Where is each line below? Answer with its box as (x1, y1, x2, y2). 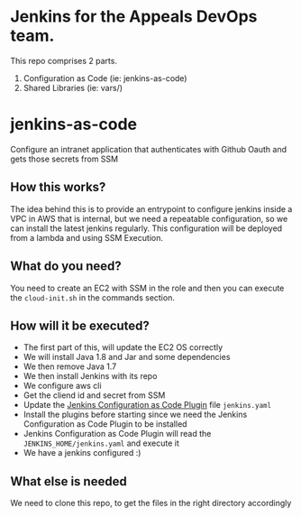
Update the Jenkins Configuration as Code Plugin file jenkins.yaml (23, 400, 272, 411)
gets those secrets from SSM (10, 153, 119, 164)
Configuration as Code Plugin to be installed (23, 419, 187, 429)
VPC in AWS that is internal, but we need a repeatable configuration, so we (10, 213, 288, 224)
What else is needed (10, 474, 127, 489)
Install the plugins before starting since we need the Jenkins (23, 409, 248, 420)
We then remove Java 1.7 (23, 361, 117, 372)
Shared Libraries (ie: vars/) (23, 82, 123, 93)
